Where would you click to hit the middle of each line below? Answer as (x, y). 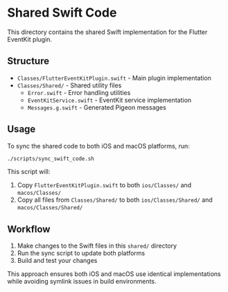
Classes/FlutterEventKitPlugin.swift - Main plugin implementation (114, 78)
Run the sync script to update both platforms (81, 253)
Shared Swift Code (62, 13)
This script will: (29, 172)
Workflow (29, 229)
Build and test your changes (57, 261)
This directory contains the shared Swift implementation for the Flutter (107, 32)
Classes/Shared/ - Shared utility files (69, 85)
